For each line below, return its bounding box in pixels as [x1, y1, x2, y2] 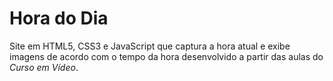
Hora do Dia [9, 7, 109, 30]
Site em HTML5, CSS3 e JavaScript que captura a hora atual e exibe [9, 40, 291, 52]
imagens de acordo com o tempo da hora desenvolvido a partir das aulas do [9, 50, 324, 62]
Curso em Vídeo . [9, 61, 79, 73]
